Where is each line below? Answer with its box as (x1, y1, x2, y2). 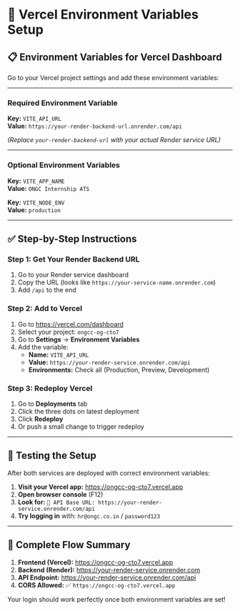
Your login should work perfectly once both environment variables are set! (7, 595, 226, 603)
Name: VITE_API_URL (28, 350, 89, 359)
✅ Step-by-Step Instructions (7, 232, 137, 245)
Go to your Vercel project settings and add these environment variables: (7, 74, 219, 81)
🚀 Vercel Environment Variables (7, 6, 199, 23)
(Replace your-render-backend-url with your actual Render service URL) (7, 136, 221, 144)
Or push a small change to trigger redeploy (17, 422, 144, 431)
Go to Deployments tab (17, 399, 88, 408)
